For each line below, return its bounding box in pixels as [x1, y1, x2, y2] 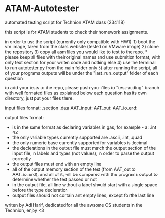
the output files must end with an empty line [12, 161, 102, 167]
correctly [12, 155, 31, 161]
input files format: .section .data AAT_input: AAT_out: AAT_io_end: [5, 105, 138, 111]
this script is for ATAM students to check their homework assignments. [5, 29, 149, 35]
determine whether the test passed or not [12, 176, 97, 182]
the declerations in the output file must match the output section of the [12, 145, 156, 151]
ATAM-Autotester [5, 3, 79, 14]
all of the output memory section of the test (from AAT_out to [12, 166, 136, 172]
